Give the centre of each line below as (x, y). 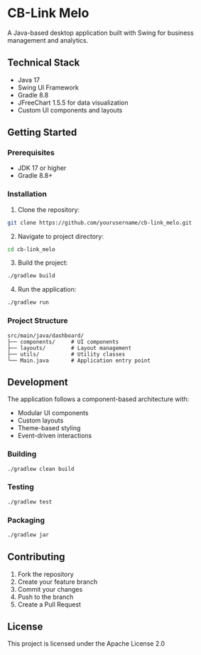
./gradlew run (28, 303)
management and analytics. (48, 40)
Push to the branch (45, 597)
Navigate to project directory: (61, 236)
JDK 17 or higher (42, 168)
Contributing (36, 557)
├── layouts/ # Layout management (70, 348)
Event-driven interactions (55, 436)
